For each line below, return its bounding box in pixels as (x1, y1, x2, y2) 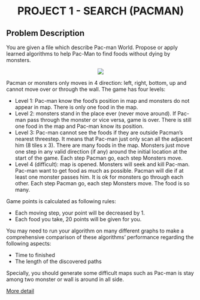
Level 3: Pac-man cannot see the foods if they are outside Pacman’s (14, 129, 183, 136)
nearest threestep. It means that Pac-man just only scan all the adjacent (14, 136, 193, 142)
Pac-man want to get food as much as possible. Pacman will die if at (14, 167, 184, 174)
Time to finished (14, 252, 55, 258)
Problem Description (6, 28, 85, 38)
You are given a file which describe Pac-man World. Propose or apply (6, 44, 178, 51)
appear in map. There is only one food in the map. (14, 103, 138, 111)
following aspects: (6, 240, 51, 247)
